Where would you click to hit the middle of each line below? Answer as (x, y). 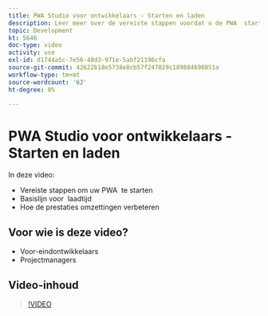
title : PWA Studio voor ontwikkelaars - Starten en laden (106, 16)
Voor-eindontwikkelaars (59, 252)
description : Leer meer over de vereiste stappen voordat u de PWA (123, 23)
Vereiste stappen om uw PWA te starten (86, 190)
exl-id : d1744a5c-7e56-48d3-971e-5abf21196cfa (87, 60)
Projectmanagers (48, 260)
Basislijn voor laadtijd (55, 199)
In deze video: (32, 175)
